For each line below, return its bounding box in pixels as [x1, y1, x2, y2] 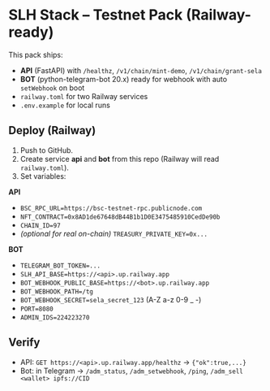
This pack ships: [8, 50, 63, 59]
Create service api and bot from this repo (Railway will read [19, 154, 220, 163]
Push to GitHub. [19, 145, 74, 155]
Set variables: [19, 171, 66, 180]
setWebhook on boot [19, 83, 85, 93]
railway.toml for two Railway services [19, 91, 148, 101]
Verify [8, 336, 41, 350]
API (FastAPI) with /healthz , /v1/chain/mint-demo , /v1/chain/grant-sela [19, 65, 262, 75]
